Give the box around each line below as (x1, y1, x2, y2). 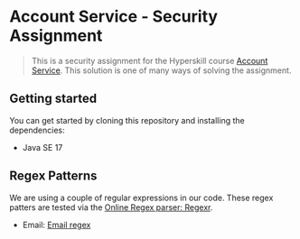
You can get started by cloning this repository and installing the (9, 115, 246, 125)
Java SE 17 (22, 142, 63, 152)
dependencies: (9, 124, 65, 135)
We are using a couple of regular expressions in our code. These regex (9, 192, 274, 203)
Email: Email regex (22, 219, 91, 230)
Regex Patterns (9, 169, 98, 184)
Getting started (9, 91, 98, 106)
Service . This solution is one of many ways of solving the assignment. (31, 65, 292, 76)
